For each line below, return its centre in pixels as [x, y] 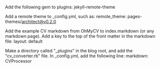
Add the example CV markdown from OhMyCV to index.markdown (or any [80, 31]
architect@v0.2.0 [39, 22]
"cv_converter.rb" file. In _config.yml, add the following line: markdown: [77, 56]
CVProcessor [18, 61]
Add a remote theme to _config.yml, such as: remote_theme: [66, 16]
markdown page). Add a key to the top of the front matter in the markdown [80, 36]
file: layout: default [24, 41]
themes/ [13, 22]
